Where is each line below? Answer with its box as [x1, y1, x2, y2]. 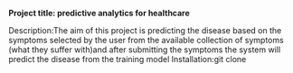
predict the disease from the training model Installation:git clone [8, 54, 247, 64]
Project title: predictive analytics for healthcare [8, 8, 191, 18]
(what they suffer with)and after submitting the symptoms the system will [8, 44, 281, 55]
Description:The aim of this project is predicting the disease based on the [8, 25, 282, 35]
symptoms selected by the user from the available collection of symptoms [8, 35, 284, 45]
